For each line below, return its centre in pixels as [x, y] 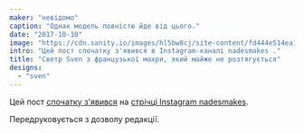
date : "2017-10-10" [46, 34]
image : [22, 43]
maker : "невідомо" [44, 18]
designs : [26, 68]
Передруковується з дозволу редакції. [85, 119]
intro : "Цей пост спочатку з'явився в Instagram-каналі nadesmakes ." [145, 51]
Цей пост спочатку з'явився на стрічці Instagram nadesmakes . [129, 102]
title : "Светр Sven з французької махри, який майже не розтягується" [145, 59]
